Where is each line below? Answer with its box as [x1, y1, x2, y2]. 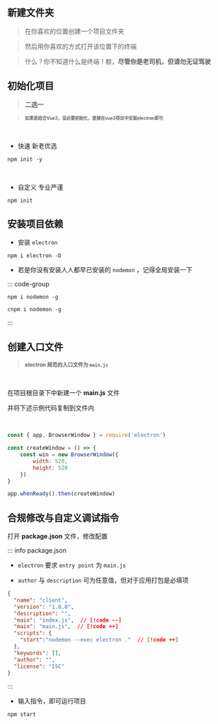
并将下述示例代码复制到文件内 [7, 404, 94, 412]
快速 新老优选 [17, 141, 57, 150]
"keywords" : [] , [13, 649, 62, 657]
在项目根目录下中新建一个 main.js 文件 [7, 389, 120, 397]
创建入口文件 [7, 340, 64, 353]
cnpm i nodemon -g [7, 306, 62, 313]
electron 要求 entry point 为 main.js [17, 561, 126, 570]
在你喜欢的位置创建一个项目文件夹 [24, 27, 125, 36]
